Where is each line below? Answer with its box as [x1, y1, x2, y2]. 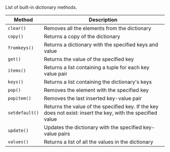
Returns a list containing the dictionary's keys [44, 78, 152, 85]
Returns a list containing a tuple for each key [44, 64, 150, 71]
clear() [8, 25, 26, 31]
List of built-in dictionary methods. [5, 5, 77, 10]
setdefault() [8, 110, 39, 116]
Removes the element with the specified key [44, 87, 149, 93]
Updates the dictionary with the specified [44, 124, 142, 131]
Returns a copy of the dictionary [44, 33, 120, 40]
